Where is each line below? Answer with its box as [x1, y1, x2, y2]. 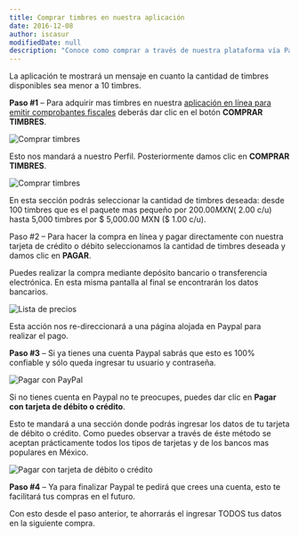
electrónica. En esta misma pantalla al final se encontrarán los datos [9, 277, 259, 288]
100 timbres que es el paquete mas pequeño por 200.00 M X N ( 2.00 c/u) [9, 204, 272, 215]
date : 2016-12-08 [9, 21, 74, 30]
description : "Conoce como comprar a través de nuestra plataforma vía [9, 46, 280, 55]
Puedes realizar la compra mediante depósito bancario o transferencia [9, 268, 268, 278]
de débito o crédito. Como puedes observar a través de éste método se [9, 428, 271, 439]
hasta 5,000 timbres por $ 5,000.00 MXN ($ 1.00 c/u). [9, 214, 206, 225]
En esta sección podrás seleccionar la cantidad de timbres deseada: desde [9, 195, 285, 206]
